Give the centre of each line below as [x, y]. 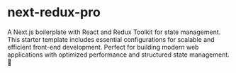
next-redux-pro [54, 12]
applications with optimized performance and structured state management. [119, 55]
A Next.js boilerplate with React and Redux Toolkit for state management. [114, 32]
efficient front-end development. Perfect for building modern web [103, 47]
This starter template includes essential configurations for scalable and [111, 39]
